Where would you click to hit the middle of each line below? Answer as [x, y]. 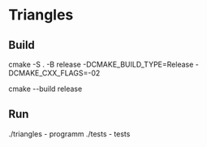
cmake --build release [45, 89]
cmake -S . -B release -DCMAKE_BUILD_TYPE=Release [101, 64]
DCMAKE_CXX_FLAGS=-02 [54, 73]
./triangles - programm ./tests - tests [69, 134]
